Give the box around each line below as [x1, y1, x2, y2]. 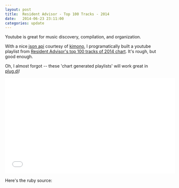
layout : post [5, 7, 32, 12]
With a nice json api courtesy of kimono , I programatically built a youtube [5, 43, 151, 49]
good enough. [5, 54, 33, 60]
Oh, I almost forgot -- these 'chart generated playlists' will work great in [5, 63, 148, 69]
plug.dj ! [5, 68, 20, 74]
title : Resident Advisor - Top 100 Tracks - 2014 [5, 12, 110, 17]
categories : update [5, 20, 45, 26]
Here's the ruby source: [5, 178, 52, 184]
